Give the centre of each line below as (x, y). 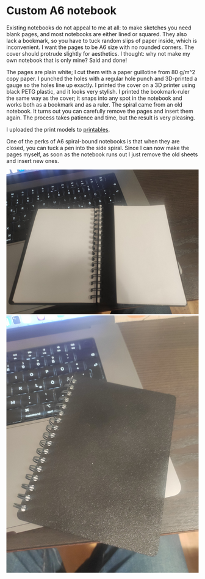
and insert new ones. (33, 161)
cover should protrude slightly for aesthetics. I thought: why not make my (98, 53)
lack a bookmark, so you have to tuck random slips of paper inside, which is (102, 40)
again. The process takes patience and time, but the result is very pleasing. (101, 118)
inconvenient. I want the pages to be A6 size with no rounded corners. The (100, 47)
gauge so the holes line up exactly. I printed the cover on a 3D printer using (101, 85)
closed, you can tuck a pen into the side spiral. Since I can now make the (98, 148)
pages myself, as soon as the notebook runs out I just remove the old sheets (102, 154)
